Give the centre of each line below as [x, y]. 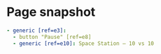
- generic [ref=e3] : [37, 30]
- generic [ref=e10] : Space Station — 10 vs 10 [84, 43]
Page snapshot [51, 12]
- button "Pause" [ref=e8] [52, 37]
